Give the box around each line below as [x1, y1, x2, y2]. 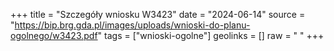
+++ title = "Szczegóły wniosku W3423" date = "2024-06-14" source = [10, 9, 306, 20]
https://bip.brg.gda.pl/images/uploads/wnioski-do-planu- [14, 19, 251, 31]
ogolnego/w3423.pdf [10, 30, 98, 41]
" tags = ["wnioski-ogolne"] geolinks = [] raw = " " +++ [97, 30, 325, 41]
